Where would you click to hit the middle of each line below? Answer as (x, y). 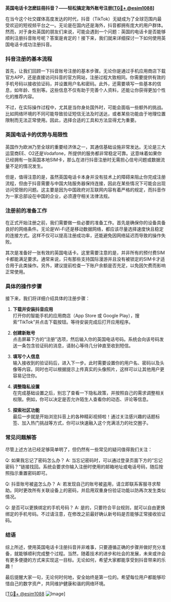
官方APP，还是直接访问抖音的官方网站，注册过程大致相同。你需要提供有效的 (85, 77)
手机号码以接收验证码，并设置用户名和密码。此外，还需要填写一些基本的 (81, 84)
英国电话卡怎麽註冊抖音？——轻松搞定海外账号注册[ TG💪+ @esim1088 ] (80, 8)
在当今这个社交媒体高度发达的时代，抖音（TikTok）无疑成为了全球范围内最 (83, 19)
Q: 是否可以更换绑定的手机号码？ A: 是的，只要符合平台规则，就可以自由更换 (85, 507)
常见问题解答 (21, 437)
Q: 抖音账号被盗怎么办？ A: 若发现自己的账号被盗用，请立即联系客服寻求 (81, 484)
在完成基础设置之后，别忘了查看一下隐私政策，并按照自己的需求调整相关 (88, 393)
